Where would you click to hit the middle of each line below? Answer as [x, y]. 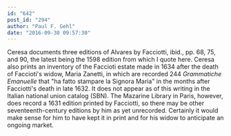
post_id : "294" [29, 20]
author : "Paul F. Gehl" [41, 26]
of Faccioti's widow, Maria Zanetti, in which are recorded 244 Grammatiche [114, 74]
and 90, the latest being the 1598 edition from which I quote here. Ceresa [111, 60]
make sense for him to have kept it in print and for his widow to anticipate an [115, 118]
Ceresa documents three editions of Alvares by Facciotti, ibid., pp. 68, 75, [111, 52]
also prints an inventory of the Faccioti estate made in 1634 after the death [113, 67]
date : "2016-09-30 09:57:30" [49, 33]
